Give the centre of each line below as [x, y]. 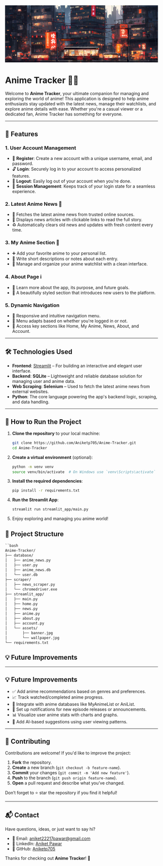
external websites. [30, 392]
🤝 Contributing [28, 742]
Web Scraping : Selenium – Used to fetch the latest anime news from [81, 387]
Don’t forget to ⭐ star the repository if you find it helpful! [61, 793]
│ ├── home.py [21, 604]
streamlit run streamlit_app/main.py [50, 509]
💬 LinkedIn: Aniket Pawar [37, 844]
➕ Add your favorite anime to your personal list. [59, 253]
